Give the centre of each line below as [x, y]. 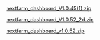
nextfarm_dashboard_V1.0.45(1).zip [49, 8]
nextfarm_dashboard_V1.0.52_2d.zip [50, 19]
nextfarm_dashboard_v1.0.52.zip [45, 31]
